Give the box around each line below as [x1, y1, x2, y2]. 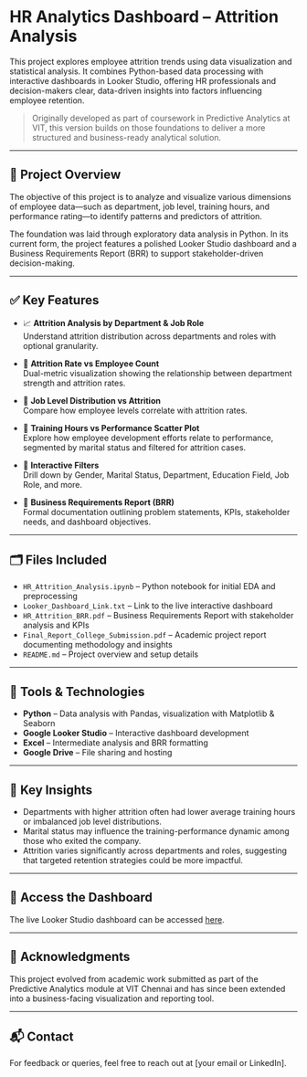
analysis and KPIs [22, 619, 90, 631]
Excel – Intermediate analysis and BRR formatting [22, 737, 208, 748]
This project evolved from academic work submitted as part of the [9, 973, 259, 984]
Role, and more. [22, 479, 83, 490]
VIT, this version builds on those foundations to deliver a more [31, 121, 266, 133]
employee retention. [9, 94, 85, 106]
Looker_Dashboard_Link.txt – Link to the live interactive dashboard [22, 600, 273, 611]
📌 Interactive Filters [22, 459, 100, 470]
